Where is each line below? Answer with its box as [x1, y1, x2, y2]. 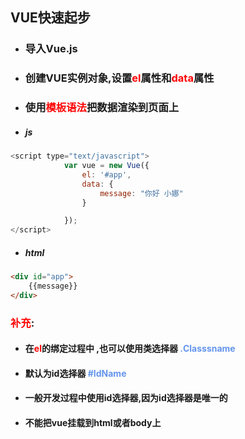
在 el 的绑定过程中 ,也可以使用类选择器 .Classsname [24, 343, 236, 355]
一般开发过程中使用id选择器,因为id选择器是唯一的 [24, 392, 228, 404]
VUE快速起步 [10, 9, 91, 27]
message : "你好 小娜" [99, 188, 184, 198]
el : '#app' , [81, 169, 132, 180]
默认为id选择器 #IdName [24, 367, 127, 379]
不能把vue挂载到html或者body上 [24, 417, 162, 429]
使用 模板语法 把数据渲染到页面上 [24, 101, 180, 115]
